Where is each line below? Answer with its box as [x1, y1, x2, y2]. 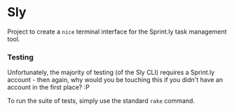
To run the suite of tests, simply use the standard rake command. [7, 97, 195, 105]
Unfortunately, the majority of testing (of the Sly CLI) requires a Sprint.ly [7, 68, 215, 77]
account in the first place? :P [7, 83, 90, 92]
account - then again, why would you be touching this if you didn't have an [7, 76, 223, 84]
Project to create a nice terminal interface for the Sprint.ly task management [7, 27, 227, 36]
